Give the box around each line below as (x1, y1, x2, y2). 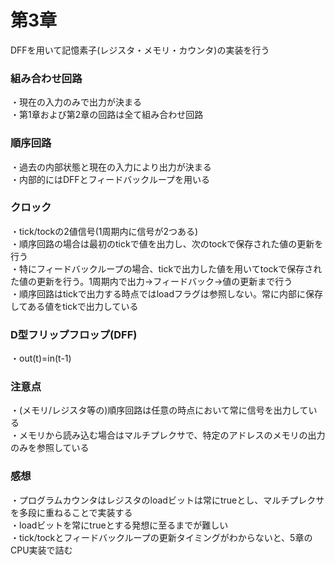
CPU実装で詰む (10, 544, 73, 556)
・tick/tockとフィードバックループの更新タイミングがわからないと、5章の (10, 531, 313, 543)
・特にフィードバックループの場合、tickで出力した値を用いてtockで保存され (10, 262, 323, 275)
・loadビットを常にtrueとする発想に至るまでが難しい (10, 519, 229, 531)
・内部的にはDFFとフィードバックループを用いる (10, 173, 211, 185)
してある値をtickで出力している (10, 300, 139, 312)
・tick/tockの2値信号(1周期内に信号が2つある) (10, 225, 199, 237)
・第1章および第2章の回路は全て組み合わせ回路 (10, 109, 204, 121)
